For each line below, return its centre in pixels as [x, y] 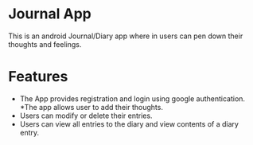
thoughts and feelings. [45, 44]
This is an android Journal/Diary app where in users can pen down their [126, 36]
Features [38, 77]
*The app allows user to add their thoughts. [91, 107]
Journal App [50, 14]
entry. [29, 132]
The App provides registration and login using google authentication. [132, 98]
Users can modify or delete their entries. [86, 116]
